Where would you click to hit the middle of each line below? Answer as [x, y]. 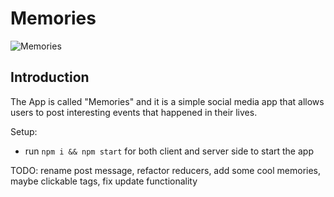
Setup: [24, 131]
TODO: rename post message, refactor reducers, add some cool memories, [166, 170]
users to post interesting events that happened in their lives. [134, 112]
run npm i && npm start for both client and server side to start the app [169, 151]
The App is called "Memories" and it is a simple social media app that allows [167, 101]
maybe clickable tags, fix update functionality [104, 181]
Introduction [50, 77]
